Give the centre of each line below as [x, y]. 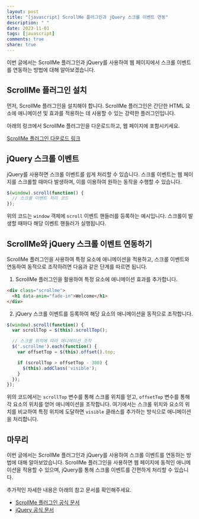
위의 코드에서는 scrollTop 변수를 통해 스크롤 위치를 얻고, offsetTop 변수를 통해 [98, 397]
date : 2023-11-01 [28, 28]
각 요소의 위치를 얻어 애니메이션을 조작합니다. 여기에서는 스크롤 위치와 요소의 [95, 405]
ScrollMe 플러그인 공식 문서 [47, 502]
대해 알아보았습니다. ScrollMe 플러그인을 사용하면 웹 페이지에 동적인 [96, 463]
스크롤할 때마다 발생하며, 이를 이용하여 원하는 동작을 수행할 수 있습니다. [100, 182]
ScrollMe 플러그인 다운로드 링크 [44, 138]
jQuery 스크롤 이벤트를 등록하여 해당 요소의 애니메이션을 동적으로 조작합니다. [104, 313]
